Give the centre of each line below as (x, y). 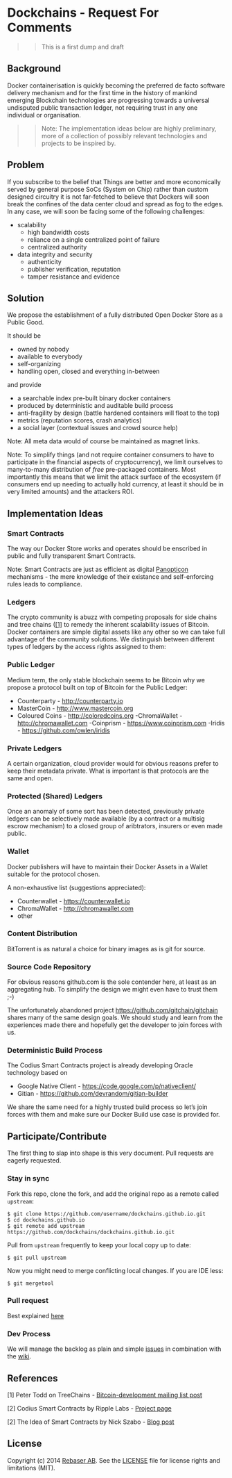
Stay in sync (28, 1179)
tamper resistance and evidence (73, 277)
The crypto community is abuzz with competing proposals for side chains (112, 617)
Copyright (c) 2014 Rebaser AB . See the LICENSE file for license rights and (114, 1460)
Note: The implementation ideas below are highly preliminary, (129, 128)
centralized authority (57, 247)
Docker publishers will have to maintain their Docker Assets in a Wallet (107, 867)
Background (34, 68)
